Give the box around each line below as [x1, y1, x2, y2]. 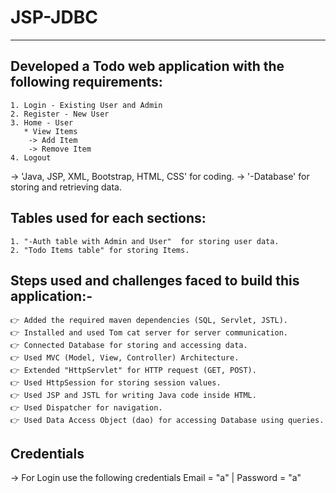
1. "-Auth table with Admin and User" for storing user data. [10, 236, 280, 246]
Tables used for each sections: [10, 210, 207, 227]
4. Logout [10, 152, 52, 163]
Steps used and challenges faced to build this [10, 272, 300, 289]
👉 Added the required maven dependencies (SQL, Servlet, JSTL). [10, 316, 289, 326]
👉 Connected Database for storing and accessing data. [10, 341, 248, 351]
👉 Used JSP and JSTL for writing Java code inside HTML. [10, 391, 257, 401]
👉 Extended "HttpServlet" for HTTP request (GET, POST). [10, 366, 257, 376]
